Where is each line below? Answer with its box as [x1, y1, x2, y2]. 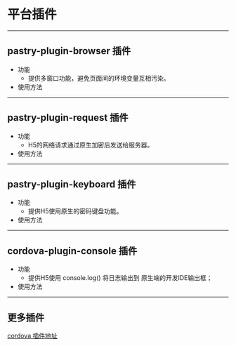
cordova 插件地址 [7, 331, 58, 340]
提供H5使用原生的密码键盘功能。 [27, 207, 123, 215]
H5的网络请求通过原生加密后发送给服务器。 [27, 140, 154, 149]
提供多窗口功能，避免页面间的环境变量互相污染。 [27, 74, 170, 82]
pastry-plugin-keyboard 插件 [7, 178, 136, 190]
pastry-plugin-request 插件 [7, 112, 129, 124]
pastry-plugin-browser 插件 [7, 45, 131, 57]
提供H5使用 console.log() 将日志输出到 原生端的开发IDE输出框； [27, 274, 213, 282]
